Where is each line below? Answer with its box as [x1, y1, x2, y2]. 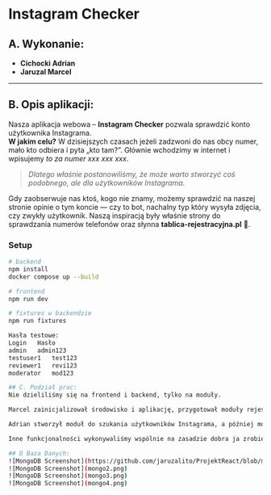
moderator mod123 [8, 369, 74, 377]
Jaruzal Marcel [19, 67, 72, 77]
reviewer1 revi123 [8, 361, 78, 370]
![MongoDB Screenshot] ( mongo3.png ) [8, 472, 128, 480]
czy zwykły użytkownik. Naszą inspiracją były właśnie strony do [8, 211, 221, 220]
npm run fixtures [8, 317, 67, 325]
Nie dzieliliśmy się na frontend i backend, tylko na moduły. [8, 391, 222, 400]
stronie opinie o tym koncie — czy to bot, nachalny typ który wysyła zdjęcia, [8, 202, 261, 212]
